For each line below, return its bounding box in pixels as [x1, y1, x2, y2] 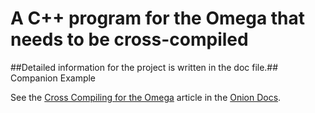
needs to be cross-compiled [10, 28, 249, 51]
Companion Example [10, 72, 97, 84]
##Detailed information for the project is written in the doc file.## [10, 61, 279, 73]
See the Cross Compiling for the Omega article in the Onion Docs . [10, 91, 282, 103]
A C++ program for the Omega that [10, 7, 306, 30]
